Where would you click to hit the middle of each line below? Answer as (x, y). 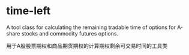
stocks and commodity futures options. (70, 33)
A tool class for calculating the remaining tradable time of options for (91, 27)
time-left (28, 11)
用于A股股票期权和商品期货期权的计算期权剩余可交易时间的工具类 (87, 46)
